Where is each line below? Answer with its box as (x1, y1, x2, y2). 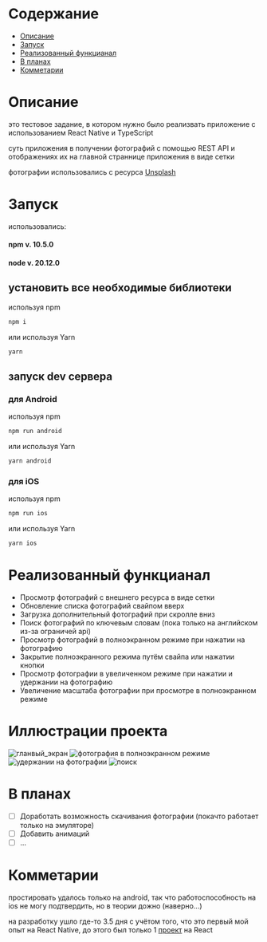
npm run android (8, 428, 62, 436)
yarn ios (8, 539, 37, 547)
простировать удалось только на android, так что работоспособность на (8, 893, 257, 902)
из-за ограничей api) (19, 626, 92, 636)
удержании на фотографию (19, 677, 113, 687)
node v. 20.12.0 (8, 258, 61, 267)
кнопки (19, 660, 45, 670)
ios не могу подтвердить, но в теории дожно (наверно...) (8, 901, 202, 910)
